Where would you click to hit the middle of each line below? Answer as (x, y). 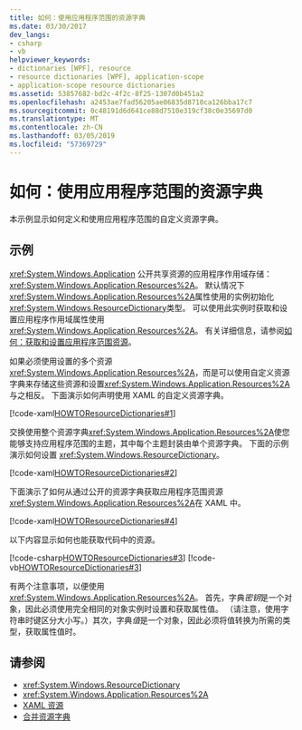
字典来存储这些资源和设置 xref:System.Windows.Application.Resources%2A (150, 384)
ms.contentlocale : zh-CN (56, 128)
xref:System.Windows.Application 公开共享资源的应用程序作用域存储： (141, 274)
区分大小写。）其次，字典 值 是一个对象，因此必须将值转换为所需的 (161, 620)
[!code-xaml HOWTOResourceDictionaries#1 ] (93, 413)
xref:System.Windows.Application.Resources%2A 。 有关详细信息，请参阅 (147, 330)
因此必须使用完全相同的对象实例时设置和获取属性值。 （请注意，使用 (153, 608)
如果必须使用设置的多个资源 (61, 361)
